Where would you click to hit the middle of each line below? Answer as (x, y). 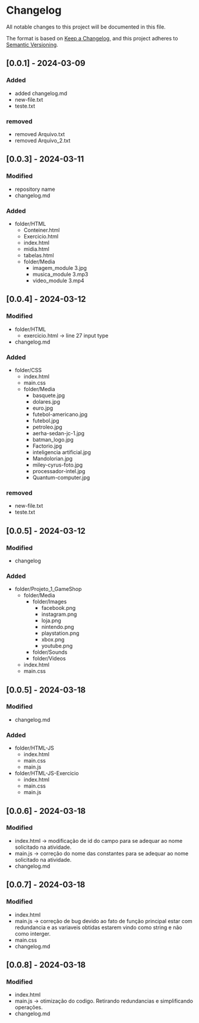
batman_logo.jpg (53, 439)
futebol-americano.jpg (60, 414)
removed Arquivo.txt (40, 134)
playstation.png (60, 633)
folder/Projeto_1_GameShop (48, 589)
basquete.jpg (49, 395)
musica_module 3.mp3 (60, 274)
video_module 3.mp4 (58, 281)
